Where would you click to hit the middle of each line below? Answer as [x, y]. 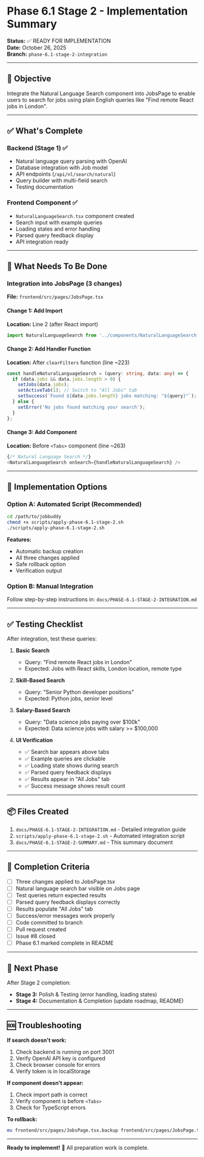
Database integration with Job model [62, 168]
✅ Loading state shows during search [71, 765]
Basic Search [33, 650]
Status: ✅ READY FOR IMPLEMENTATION [59, 41]
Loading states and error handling [58, 229]
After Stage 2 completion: [39, 983]
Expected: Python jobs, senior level [68, 698]
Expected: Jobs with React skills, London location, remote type [103, 668]
